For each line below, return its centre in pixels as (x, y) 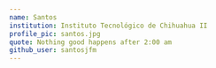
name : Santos (33, 17)
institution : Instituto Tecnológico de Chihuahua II (108, 26)
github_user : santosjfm (53, 50)
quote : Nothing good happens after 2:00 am (91, 42)
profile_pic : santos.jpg (55, 34)
